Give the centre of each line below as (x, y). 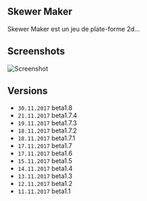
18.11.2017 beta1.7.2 (47, 130)
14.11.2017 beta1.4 (45, 169)
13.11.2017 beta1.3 (45, 176)
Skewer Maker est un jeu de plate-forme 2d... (74, 29)
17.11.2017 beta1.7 (45, 146)
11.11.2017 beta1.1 (44, 191)
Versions (28, 91)
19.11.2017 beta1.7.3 (47, 123)
